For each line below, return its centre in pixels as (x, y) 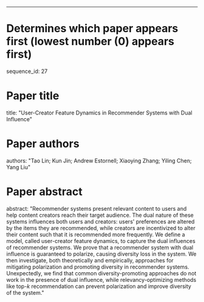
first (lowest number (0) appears (90, 42)
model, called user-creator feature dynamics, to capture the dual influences (101, 241)
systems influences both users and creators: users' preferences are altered (100, 221)
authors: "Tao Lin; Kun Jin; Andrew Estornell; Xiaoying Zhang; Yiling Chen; (99, 160)
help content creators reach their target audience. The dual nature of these (100, 215)
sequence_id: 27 (27, 71)
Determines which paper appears (92, 29)
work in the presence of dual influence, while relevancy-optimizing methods (101, 279)
